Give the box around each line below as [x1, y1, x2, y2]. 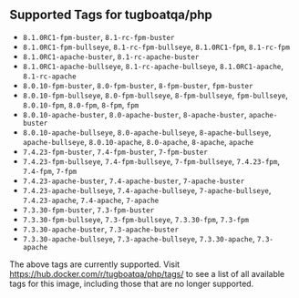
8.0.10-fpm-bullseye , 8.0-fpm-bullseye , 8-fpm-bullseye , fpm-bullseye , [22, 89, 289, 100]
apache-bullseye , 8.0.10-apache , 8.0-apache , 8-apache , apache [22, 136, 254, 147]
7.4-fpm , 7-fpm [22, 165, 77, 176]
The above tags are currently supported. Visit [9, 259, 180, 270]
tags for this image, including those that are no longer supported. [9, 278, 254, 289]
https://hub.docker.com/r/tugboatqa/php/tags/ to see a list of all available [9, 268, 285, 279]
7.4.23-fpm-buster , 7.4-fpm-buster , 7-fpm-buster [22, 146, 208, 157]
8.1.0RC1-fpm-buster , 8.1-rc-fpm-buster [22, 31, 175, 42]
